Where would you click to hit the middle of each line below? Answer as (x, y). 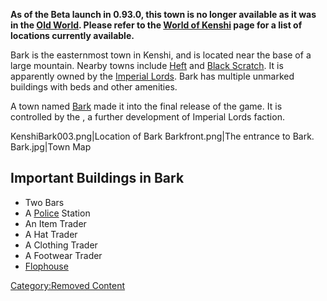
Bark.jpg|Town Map (51, 147)
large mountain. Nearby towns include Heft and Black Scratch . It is (147, 65)
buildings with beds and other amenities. (94, 87)
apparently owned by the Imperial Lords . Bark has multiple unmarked (152, 76)
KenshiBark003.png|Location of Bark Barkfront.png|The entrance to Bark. (162, 136)
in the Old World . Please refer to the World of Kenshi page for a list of (156, 25)
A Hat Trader (51, 234)
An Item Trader (55, 223)
